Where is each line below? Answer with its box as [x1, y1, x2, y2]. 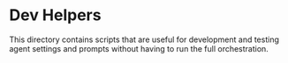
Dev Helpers [9, 5, 102, 25]
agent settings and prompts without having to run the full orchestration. [9, 43, 269, 53]
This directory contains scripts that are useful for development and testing [9, 34, 280, 45]
